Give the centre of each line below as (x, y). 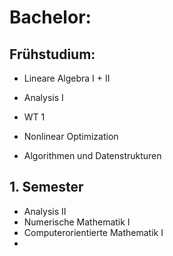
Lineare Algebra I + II (67, 78)
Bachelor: (50, 17)
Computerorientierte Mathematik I (93, 232)
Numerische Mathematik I (77, 222)
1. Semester (46, 187)
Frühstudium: (52, 54)
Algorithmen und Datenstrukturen (92, 155)
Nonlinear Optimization (71, 136)
